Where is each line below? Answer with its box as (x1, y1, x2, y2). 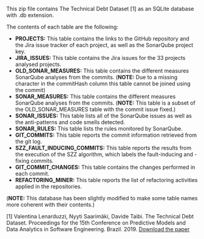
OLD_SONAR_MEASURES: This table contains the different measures (15, 67, 189, 74)
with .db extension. (6, 11, 54, 19)
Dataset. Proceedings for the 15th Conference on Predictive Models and (6, 219, 186, 226)
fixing (15, 157, 30, 164)
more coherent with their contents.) (6, 201, 95, 208)
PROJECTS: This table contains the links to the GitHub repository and (15, 35, 189, 42)
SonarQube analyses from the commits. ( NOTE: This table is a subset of (15, 99, 195, 106)
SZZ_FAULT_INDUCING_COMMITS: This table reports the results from (15, 145, 192, 151)
